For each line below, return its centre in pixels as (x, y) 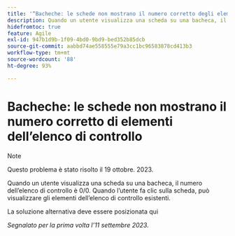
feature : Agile (29, 33)
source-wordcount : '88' (42, 60)
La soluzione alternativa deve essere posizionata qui (83, 211)
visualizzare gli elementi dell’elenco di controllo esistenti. (89, 197)
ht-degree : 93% (29, 66)
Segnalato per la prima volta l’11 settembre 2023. (78, 225)
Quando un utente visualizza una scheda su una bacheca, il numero (105, 183)
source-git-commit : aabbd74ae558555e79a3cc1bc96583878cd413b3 (100, 46)
